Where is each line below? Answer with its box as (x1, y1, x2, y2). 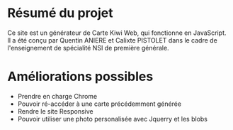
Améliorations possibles (7, 69, 154, 85)
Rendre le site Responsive (17, 107, 93, 115)
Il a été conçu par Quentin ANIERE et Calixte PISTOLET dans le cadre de (7, 36, 217, 44)
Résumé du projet (7, 5, 113, 21)
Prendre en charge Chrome (17, 92, 98, 100)
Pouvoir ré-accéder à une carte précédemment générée (17, 99, 182, 108)
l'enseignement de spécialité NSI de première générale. (7, 43, 169, 52)
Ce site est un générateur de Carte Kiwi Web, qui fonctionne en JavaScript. (7, 28, 227, 37)
